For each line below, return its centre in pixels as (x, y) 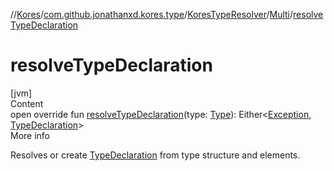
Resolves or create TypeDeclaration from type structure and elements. (155, 155)
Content (27, 103)
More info (30, 135)
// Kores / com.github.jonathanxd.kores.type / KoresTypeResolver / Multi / (152, 14)
